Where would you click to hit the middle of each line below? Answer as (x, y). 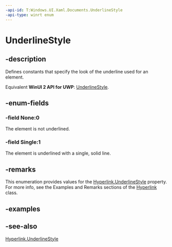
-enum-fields (27, 103)
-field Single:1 (23, 142)
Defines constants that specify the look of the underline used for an (77, 71)
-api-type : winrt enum (30, 15)
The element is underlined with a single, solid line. (58, 153)
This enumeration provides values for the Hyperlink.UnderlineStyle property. (86, 182)
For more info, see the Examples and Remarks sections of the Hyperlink (81, 187)
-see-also (21, 226)
